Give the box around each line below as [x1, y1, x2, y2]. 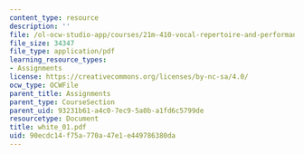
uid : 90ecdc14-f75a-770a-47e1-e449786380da [9, 131, 176, 140]
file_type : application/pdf [9, 47, 116, 56]
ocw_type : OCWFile [9, 81, 79, 90]
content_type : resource [9, 13, 100, 23]
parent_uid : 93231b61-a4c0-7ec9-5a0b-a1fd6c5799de [9, 106, 204, 115]
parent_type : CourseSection [9, 97, 116, 107]
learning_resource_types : [9, 55, 107, 64]
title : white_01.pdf [9, 123, 88, 132]
